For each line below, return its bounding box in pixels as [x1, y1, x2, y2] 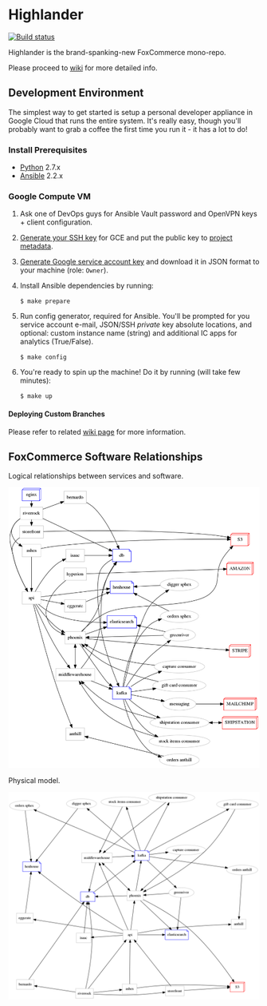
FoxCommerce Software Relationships [8, 450, 203, 463]
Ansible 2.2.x [19, 171, 64, 181]
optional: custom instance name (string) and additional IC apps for [19, 328, 238, 338]
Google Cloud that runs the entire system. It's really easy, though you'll [8, 116, 241, 125]
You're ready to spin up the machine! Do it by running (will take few [19, 368, 241, 377]
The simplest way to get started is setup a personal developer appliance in [8, 107, 253, 117]
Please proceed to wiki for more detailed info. [8, 62, 158, 73]
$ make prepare [19, 297, 71, 305]
